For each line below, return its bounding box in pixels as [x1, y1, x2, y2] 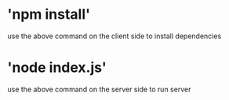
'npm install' [7, 5, 91, 23]
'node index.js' [7, 59, 107, 77]
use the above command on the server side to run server [7, 84, 191, 94]
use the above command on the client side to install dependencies [7, 31, 222, 41]
